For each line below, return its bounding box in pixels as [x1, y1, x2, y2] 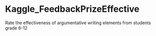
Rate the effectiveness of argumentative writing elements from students [5, 20, 152, 26]
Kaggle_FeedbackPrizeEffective [5, 3, 140, 15]
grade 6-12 [5, 25, 28, 31]
